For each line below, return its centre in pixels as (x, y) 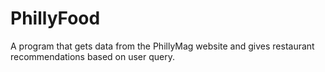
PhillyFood (55, 18)
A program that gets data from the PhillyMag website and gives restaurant (162, 46)
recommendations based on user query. (93, 56)
